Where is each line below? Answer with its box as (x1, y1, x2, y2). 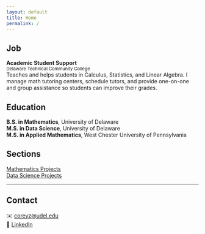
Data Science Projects (6, 172, 62, 179)
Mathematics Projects (6, 165, 61, 172)
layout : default (6, 9, 48, 15)
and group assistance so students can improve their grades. (6, 84, 157, 92)
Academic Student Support (6, 59, 77, 67)
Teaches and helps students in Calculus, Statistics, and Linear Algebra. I (6, 71, 188, 78)
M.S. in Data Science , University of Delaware (6, 125, 121, 132)
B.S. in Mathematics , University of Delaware (6, 118, 119, 126)
